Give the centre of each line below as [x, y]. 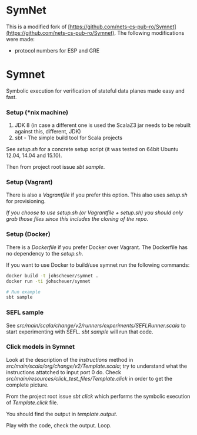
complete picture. [27, 385]
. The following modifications [149, 32]
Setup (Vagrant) [29, 182]
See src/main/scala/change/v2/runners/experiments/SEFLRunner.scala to [96, 325]
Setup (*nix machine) [37, 112]
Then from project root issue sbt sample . [56, 167]
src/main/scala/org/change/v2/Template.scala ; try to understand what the [96, 366]
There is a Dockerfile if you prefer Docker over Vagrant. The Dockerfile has [97, 247]
